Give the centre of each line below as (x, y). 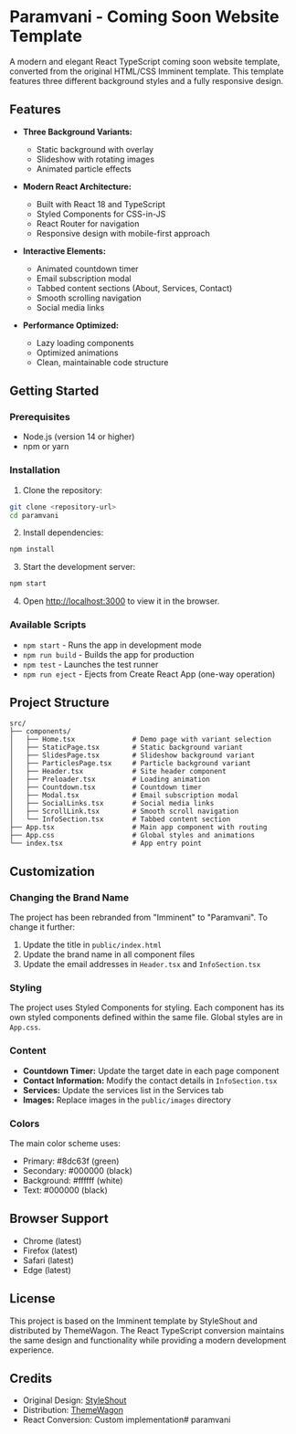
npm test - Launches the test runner (90, 664)
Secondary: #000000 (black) (77, 1170)
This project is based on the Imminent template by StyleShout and (133, 1321)
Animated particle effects (84, 169)
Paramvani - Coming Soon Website (144, 17)
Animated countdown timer (87, 269)
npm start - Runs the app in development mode (112, 645)
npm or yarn (46, 447)
